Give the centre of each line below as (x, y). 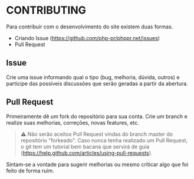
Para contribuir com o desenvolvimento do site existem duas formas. (90, 27)
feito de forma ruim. (30, 170)
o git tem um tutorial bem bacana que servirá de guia (85, 147)
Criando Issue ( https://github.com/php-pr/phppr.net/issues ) (87, 38)
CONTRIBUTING (46, 10)
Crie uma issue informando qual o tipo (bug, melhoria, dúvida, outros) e (93, 77)
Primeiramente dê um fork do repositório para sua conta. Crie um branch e (97, 116)
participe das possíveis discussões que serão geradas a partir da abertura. (97, 83)
